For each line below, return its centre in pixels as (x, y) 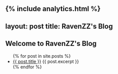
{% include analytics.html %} (53, 9)
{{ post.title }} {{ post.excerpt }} (46, 61)
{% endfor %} (27, 67)
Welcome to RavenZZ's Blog (51, 44)
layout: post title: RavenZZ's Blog (59, 26)
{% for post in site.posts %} (42, 56)
